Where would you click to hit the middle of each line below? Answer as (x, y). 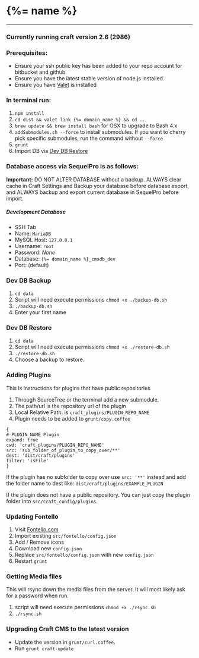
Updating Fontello (32, 516)
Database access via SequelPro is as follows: (73, 167)
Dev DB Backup (29, 280)
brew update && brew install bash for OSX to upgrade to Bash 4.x (96, 126)
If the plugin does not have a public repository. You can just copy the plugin (98, 494)
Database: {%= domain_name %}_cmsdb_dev (65, 258)
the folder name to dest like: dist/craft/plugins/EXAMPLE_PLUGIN (85, 483)
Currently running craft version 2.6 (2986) (68, 37)
